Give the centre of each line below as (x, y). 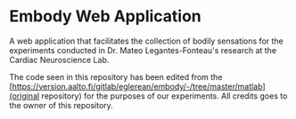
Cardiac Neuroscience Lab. (59, 59)
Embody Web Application (106, 16)
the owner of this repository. (61, 105)
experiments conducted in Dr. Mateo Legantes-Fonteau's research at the (143, 50)
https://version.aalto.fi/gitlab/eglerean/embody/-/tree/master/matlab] (139, 86)
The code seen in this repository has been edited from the (116, 76)
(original (25, 96)
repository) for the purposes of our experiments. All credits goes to (164, 96)
